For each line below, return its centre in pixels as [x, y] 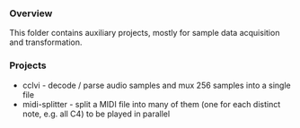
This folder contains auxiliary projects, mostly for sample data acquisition [145, 33]
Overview [31, 13]
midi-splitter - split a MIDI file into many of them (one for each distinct [151, 104]
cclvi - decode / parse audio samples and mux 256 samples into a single [156, 85]
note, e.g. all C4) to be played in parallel [96, 114]
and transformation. [46, 42]
